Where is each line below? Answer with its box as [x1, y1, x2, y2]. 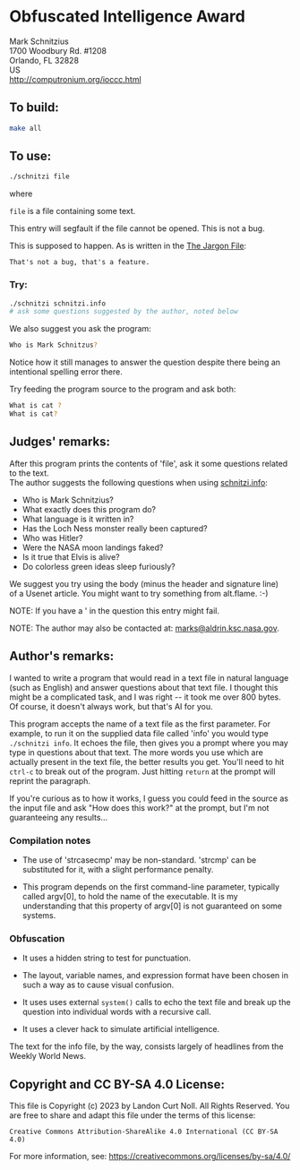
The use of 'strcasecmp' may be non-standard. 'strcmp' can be [21, 854, 257, 865]
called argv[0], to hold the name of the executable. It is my [21, 890, 239, 901]
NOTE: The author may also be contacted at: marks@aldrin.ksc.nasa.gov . [9, 623, 280, 633]
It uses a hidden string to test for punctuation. [21, 952, 192, 964]
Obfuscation [9, 932, 65, 944]
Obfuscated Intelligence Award [9, 6, 246, 27]
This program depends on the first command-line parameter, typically [21, 881, 280, 892]
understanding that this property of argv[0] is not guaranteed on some [21, 900, 282, 911]
